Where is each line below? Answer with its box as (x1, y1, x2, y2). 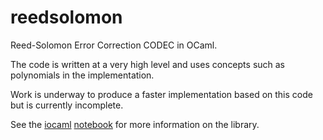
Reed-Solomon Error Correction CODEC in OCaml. (10, 39, 218, 51)
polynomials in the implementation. (10, 69, 155, 81)
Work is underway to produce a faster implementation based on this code (10, 88, 313, 100)
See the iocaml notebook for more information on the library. (10, 118, 260, 130)
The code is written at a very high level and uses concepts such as (10, 58, 286, 70)
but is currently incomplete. (10, 99, 124, 111)
